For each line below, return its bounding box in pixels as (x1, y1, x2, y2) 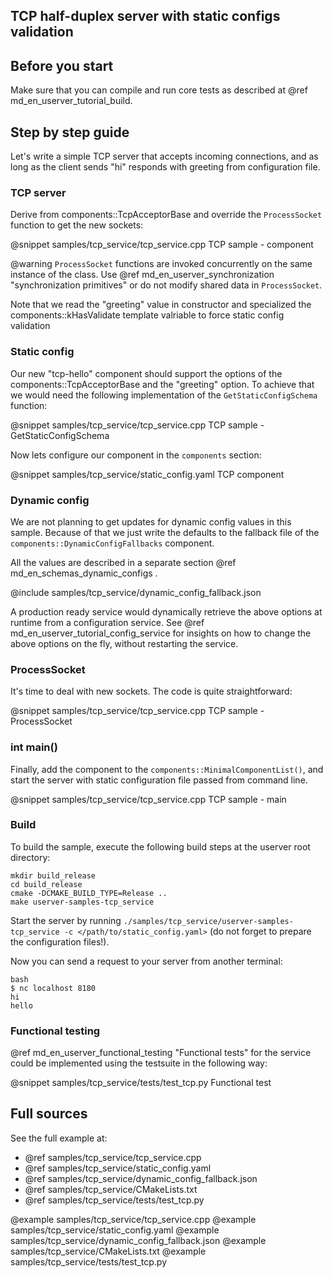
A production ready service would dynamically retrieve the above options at (10, 605, 323, 618)
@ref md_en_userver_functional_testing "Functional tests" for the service (10, 1047, 312, 1059)
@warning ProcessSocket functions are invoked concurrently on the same (10, 258, 313, 270)
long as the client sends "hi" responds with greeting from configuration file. (10, 161, 321, 173)
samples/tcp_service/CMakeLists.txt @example (10, 1245, 207, 1257)
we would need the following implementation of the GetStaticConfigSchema (10, 389, 318, 401)
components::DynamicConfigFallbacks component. (10, 537, 215, 549)
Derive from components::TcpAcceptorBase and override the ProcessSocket (10, 209, 323, 221)
